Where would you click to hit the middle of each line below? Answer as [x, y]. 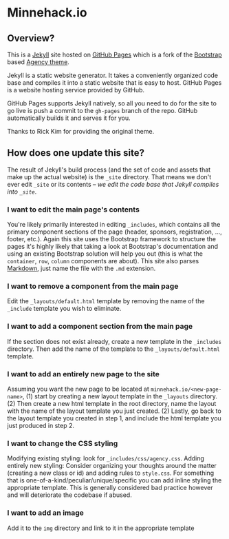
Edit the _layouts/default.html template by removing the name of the [106, 301]
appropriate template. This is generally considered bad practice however [110, 488]
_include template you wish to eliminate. [64, 309]
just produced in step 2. [41, 426]
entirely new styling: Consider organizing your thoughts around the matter [112, 466]
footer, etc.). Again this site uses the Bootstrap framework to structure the [112, 239]
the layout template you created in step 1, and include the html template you [114, 418]
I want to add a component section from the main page [100, 327]
